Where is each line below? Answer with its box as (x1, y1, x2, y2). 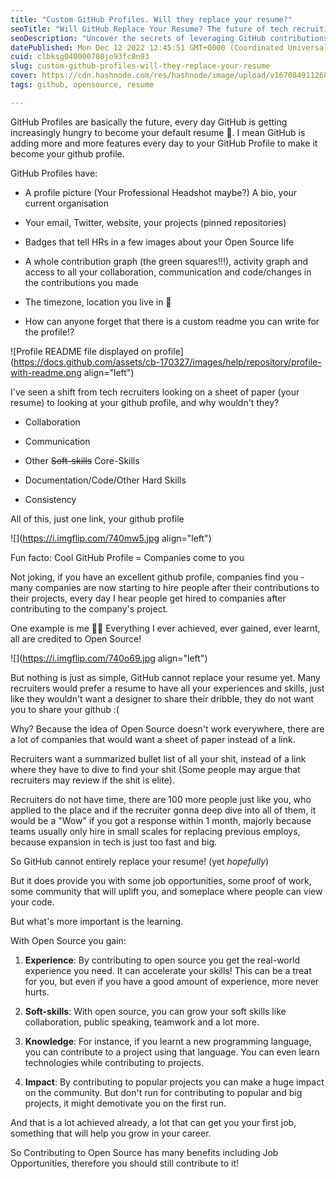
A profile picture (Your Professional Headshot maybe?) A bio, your (24, 186, 298, 198)
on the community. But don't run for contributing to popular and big (24, 1086, 303, 1098)
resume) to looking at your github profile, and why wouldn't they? (10, 396, 280, 408)
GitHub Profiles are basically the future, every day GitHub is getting (10, 116, 288, 128)
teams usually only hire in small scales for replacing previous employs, (10, 825, 301, 837)
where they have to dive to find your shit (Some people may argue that (10, 763, 301, 775)
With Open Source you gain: (10, 934, 127, 946)
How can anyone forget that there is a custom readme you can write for (24, 315, 320, 327)
